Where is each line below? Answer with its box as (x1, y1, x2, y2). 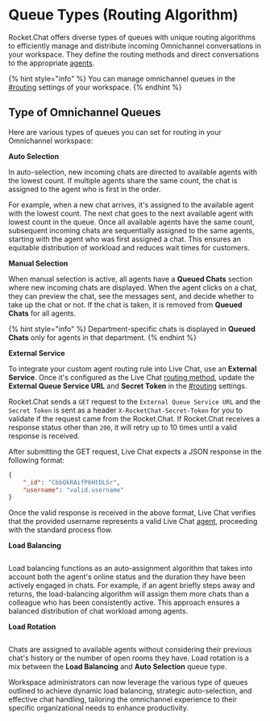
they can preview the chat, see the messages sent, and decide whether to (8, 291, 254, 300)
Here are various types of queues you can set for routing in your (8, 127, 222, 136)
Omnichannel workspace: (8, 136, 93, 145)
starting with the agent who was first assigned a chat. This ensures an (8, 234, 242, 244)
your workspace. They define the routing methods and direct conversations (8, 49, 260, 59)
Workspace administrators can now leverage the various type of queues (8, 677, 248, 687)
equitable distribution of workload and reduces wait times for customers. (8, 242, 250, 252)
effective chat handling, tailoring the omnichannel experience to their (8, 694, 238, 704)
